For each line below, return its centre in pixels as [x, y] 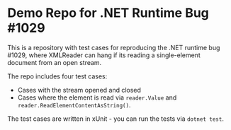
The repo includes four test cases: [57, 76]
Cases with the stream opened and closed [79, 90]
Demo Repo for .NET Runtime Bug [108, 13]
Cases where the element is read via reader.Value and [97, 97]
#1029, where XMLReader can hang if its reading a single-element [104, 55]
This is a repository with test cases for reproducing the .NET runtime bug [114, 47]
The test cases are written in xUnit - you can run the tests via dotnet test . [116, 119]
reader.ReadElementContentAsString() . [74, 105]
